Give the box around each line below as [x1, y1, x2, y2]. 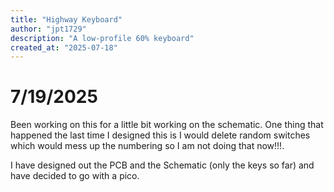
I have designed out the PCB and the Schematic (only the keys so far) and [10, 159, 315, 171]
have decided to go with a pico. [10, 170, 140, 182]
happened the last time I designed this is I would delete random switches [10, 129, 311, 141]
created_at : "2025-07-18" [10, 42, 118, 53]
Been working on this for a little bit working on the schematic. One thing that [10, 119, 324, 131]
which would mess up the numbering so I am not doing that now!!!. [10, 140, 285, 152]
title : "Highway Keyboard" [10, 14, 123, 25]
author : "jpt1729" [10, 24, 87, 34]
